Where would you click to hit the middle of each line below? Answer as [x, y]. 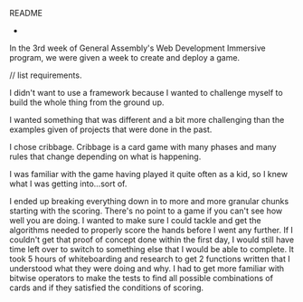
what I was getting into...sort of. [68, 184]
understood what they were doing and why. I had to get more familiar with [147, 269]
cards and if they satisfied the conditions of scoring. [107, 288]
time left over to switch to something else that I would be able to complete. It [151, 249]
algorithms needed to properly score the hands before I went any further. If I [151, 230]
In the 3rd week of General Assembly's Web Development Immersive [137, 48]
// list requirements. [46, 75]
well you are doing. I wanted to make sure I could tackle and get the [135, 220]
